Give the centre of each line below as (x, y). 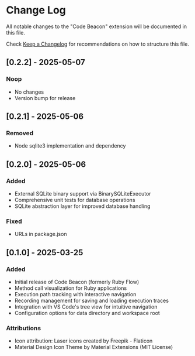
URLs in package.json (41, 234)
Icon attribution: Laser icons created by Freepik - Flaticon (83, 341)
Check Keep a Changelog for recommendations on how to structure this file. (98, 44)
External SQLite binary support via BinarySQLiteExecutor (83, 194)
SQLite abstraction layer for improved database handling (82, 206)
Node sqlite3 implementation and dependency (70, 146)
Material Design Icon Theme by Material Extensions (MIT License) (94, 347)
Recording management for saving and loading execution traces (92, 300)
